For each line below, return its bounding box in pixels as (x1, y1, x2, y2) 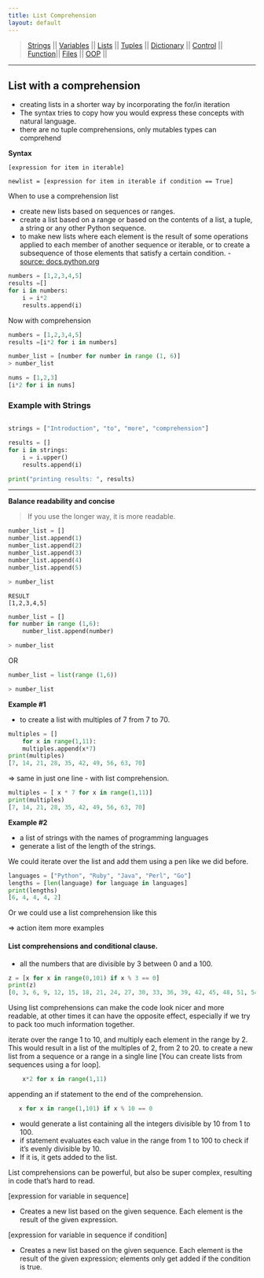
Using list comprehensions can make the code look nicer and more (8, 1003, 225, 1013)
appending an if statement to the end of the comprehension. (8, 1090, 203, 1099)
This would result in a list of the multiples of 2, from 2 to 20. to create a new (8, 1043, 253, 1053)
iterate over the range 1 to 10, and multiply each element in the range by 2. (8, 1035, 248, 1044)
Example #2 (8, 817, 48, 827)
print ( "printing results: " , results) (8, 475, 135, 483)
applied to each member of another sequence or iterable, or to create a (19, 240, 251, 250)
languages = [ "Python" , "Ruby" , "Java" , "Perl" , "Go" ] (8, 872, 192, 880)
